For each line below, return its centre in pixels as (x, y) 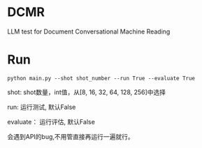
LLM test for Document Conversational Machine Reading (89, 31)
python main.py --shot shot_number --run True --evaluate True (101, 78)
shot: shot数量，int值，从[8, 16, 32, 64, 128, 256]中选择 (87, 92)
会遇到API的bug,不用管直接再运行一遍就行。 (71, 136)
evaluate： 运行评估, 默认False (51, 121)
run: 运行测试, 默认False (42, 107)
